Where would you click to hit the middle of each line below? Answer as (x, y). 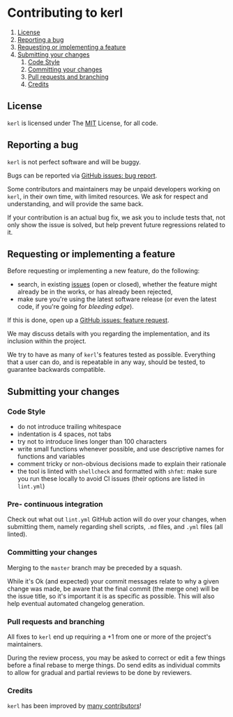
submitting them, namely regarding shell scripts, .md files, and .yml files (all (115, 527)
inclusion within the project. (47, 341)
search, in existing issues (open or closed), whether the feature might (117, 284)
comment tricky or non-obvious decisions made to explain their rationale (122, 464)
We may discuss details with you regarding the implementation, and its (109, 334)
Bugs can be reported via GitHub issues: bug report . (82, 175)
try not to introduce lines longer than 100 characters (92, 442)
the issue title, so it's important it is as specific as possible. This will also (111, 596)
